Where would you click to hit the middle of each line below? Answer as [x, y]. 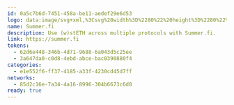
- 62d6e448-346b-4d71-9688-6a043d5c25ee [73, 52]
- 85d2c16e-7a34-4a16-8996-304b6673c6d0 [73, 84]
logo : [15, 20]
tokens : [18, 46]
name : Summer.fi [31, 26]
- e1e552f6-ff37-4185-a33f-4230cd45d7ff [73, 71]
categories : [24, 65]
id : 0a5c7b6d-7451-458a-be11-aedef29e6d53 [70, 13]
